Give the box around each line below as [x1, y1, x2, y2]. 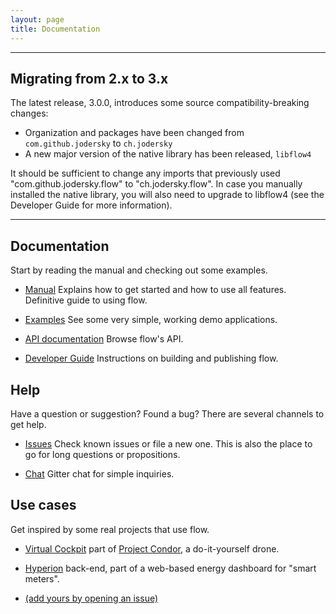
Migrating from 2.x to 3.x [10, 70, 169, 87]
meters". [24, 572, 60, 585]
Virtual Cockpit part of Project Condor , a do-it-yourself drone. [24, 542, 280, 555]
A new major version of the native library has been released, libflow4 [24, 148, 312, 160]
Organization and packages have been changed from [24, 127, 245, 139]
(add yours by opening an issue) [24, 592, 159, 604]
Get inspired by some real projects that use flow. [10, 523, 210, 535]
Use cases [10, 497, 77, 514]
